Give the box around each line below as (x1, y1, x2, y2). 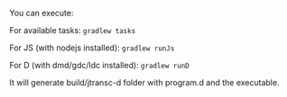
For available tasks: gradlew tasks (9, 25, 136, 35)
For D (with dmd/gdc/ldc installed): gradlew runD (9, 60, 190, 70)
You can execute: (9, 8, 74, 18)
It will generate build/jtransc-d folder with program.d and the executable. (9, 77, 280, 88)
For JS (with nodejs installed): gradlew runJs (9, 42, 175, 53)
